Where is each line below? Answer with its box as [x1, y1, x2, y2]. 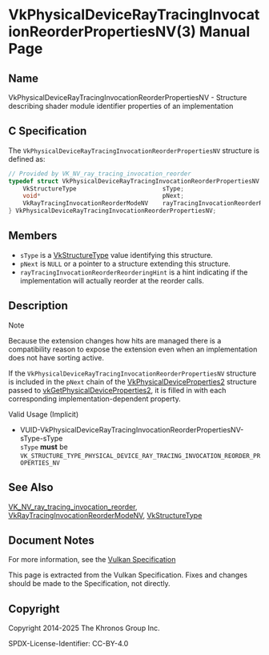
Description [8, 299, 68, 313]
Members [8, 229, 58, 243]
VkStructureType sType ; [22, 184, 184, 193]
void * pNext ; [22, 192, 184, 200]
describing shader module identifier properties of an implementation [8, 102, 234, 111]
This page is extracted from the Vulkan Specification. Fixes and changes [8, 570, 248, 580]
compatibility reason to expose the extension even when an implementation [8, 344, 258, 354]
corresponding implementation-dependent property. [8, 394, 182, 404]
